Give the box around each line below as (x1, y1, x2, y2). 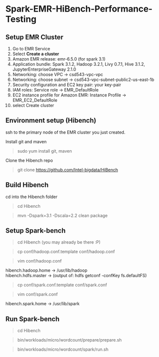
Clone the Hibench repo (5, 157, 53, 163)
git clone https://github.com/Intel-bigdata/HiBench (17, 167, 118, 172)
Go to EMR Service (12, 46, 50, 51)
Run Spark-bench (5, 315, 60, 323)
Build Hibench (5, 181, 49, 189)
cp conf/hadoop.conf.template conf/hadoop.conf (17, 248, 115, 255)
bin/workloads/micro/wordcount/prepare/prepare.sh (17, 337, 122, 343)
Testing (5, 14, 37, 25)
